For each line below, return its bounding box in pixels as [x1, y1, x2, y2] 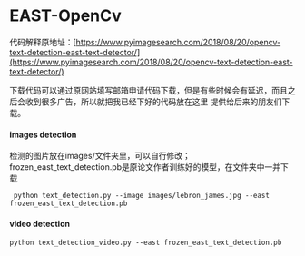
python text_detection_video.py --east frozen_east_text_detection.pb [9, 238, 282, 248]
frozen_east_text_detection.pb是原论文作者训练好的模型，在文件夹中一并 [9, 162, 281, 172]
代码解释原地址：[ [9, 36, 77, 47]
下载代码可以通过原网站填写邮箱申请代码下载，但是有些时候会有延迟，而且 [9, 84, 288, 95]
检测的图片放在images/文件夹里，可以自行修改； [9, 151, 191, 162]
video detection [9, 218, 71, 229]
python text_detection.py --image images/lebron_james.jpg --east [13, 192, 271, 201]
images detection [9, 129, 77, 140]
